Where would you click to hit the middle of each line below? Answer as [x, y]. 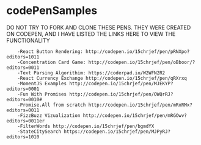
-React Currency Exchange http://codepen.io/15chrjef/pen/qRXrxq [102, 78]
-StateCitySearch [39, 132]
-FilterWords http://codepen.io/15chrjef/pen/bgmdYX [86, 126]
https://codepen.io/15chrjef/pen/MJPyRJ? [117, 132]
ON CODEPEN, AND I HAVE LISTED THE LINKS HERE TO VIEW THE [91, 34]
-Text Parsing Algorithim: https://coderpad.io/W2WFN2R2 [91, 73]
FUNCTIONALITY [28, 40]
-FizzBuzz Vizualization [49, 115]
